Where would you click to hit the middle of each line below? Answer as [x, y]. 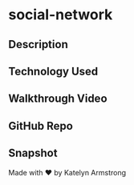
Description [38, 44]
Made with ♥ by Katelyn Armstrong [67, 172]
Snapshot [33, 153]
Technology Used [53, 71]
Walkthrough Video [58, 99]
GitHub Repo [41, 126]
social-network [61, 15]
